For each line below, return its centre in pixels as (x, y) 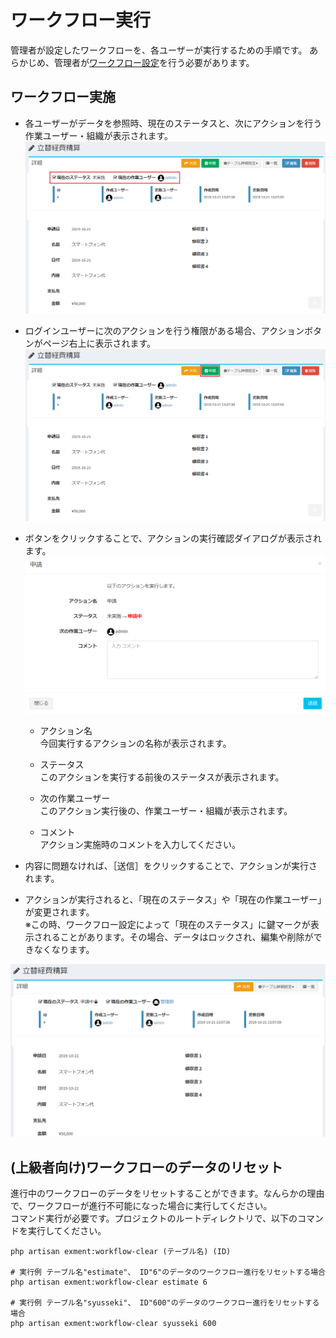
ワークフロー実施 (63, 97)
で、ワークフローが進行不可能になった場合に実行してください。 (141, 1206)
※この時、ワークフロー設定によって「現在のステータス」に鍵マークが (167, 924)
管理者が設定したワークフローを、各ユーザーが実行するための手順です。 (159, 50)
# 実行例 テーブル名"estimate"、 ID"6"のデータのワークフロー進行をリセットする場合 (168, 1272)
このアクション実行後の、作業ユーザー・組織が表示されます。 (166, 810)
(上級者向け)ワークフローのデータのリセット (146, 1167)
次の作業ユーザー (75, 798)
